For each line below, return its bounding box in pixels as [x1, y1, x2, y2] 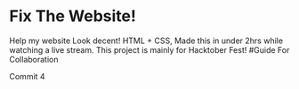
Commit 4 [9, 70, 46, 81]
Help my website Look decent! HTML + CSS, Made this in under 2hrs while [9, 35, 283, 46]
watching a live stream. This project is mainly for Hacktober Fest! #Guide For [9, 44, 290, 55]
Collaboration [9, 54, 59, 64]
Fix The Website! [9, 6, 136, 26]
